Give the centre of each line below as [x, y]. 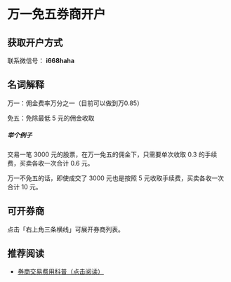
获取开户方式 [35, 42]
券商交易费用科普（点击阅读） [60, 271]
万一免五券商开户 [57, 14]
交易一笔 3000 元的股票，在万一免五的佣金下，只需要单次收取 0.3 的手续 [112, 154]
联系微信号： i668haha [41, 61]
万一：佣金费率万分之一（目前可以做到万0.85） [75, 103]
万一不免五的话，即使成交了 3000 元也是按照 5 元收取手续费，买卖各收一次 [116, 178]
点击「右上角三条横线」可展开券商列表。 [66, 229]
